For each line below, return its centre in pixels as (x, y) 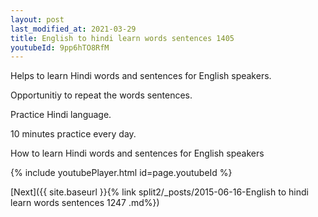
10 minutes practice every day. (73, 134)
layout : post (37, 19)
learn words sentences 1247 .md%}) (85, 203)
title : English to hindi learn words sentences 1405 (122, 38)
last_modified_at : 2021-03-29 (73, 29)
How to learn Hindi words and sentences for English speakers (137, 153)
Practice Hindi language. (61, 115)
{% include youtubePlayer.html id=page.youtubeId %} (121, 173)
